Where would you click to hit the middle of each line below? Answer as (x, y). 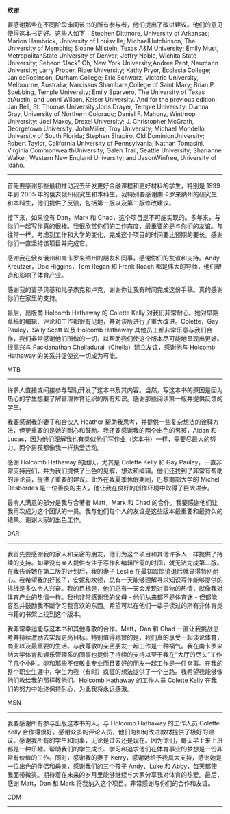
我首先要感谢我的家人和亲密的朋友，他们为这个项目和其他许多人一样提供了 (112, 554)
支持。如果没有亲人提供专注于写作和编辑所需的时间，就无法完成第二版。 (121, 563)
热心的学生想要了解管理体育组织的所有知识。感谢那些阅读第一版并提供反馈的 (115, 398)
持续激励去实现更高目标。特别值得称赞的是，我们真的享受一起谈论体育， (121, 637)
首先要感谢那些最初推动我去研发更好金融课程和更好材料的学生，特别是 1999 (114, 185)
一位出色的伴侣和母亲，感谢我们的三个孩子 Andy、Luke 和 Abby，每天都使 (112, 766)
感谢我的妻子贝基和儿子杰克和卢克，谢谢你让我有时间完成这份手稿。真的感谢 (115, 290)
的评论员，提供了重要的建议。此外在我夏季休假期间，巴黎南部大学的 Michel (113, 479)
